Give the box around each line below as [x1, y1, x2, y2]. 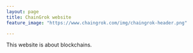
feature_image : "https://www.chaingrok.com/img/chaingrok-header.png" [6, 20, 188, 26]
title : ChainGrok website [6, 14, 71, 20]
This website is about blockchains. [6, 41, 92, 48]
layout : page [6, 8, 39, 15]
